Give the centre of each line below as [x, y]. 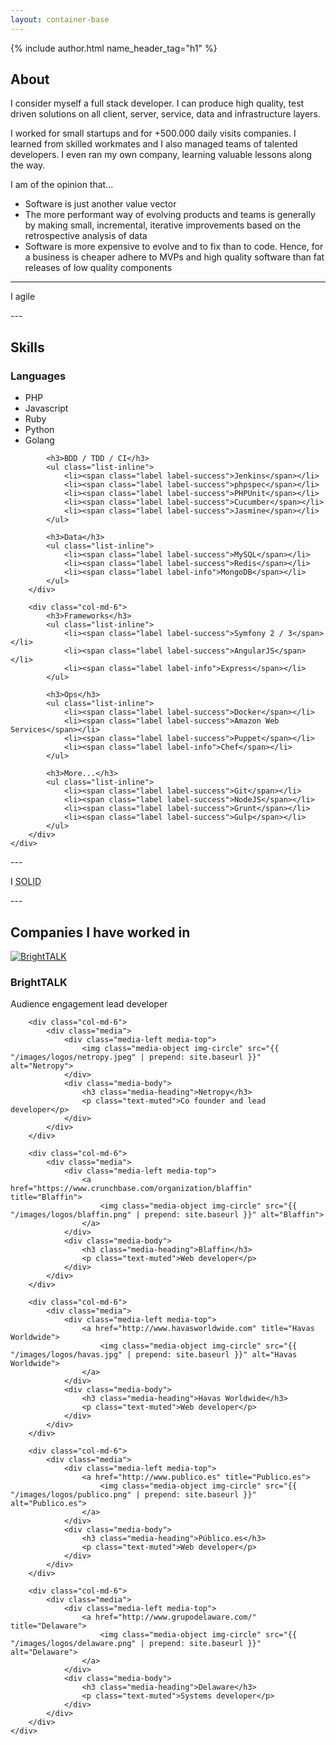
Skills [27, 347]
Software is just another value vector [100, 204]
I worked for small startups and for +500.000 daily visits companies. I [153, 133]
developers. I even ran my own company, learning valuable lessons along [161, 155]
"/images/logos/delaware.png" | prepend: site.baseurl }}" [136, 1644]
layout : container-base [60, 19]
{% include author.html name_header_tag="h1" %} [114, 48]
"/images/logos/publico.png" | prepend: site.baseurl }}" [133, 1495]
